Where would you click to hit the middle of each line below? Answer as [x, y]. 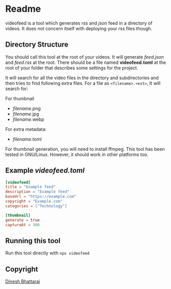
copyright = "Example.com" [34, 202]
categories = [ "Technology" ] [36, 206]
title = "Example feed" [31, 187]
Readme [23, 9]
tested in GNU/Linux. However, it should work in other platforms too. [77, 154]
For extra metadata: [26, 129]
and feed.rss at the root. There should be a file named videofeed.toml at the [86, 62]
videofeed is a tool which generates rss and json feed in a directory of [79, 23]
